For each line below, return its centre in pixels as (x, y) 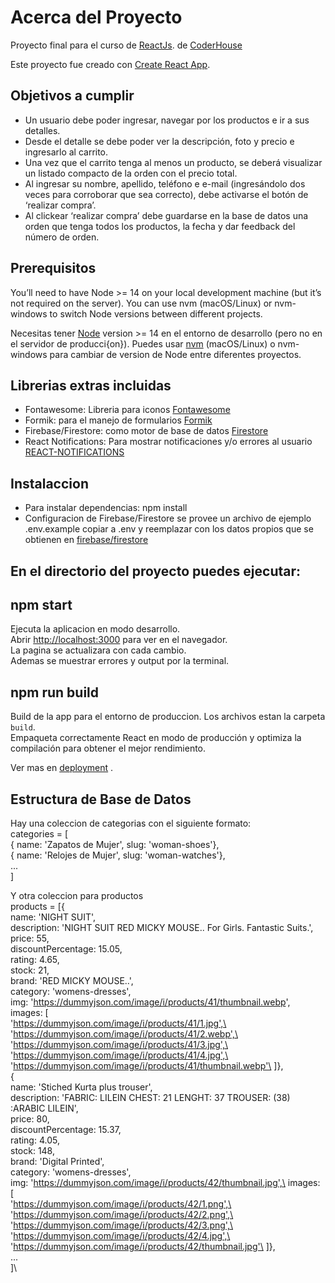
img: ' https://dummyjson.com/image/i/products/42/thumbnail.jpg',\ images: (165, 1183)
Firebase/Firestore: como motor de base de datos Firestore (146, 431)
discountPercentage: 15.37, (66, 1130)
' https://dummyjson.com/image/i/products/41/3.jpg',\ (119, 1045)
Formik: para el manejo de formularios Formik (118, 420)
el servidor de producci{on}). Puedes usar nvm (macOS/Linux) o (143, 343)
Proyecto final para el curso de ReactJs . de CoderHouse (126, 45)
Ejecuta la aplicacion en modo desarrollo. (95, 629)
